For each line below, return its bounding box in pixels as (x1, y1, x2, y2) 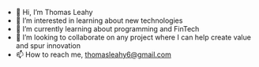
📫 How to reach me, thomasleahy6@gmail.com (15, 50, 171, 59)
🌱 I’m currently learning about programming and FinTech (15, 24, 200, 33)
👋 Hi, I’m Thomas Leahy (15, 8, 93, 17)
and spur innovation (15, 41, 81, 50)
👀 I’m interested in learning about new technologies (15, 16, 183, 25)
